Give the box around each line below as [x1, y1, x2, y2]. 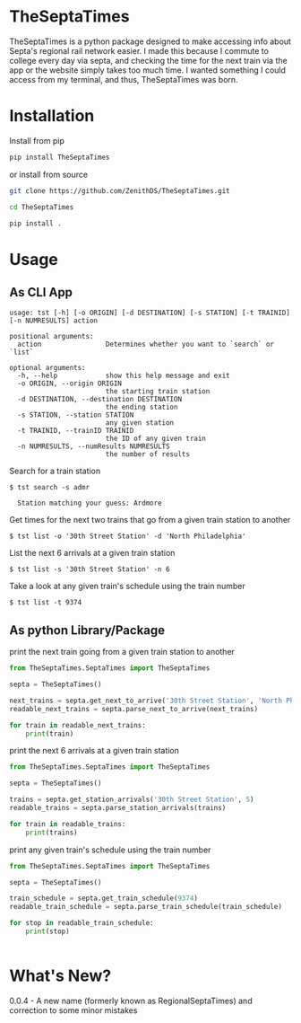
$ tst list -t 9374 [9, 598, 82, 607]
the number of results [105, 450, 191, 459]
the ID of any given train [105, 434, 206, 444]
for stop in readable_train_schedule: [9, 919, 154, 928]
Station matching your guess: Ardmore [17, 498, 163, 508]
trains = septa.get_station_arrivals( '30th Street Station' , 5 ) [9, 795, 254, 805]
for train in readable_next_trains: [9, 720, 146, 729]
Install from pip [9, 135, 64, 146]
